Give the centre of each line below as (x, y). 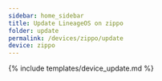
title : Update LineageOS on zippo (66, 23)
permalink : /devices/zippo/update (66, 38)
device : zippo (32, 46)
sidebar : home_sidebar (46, 16)
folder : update (34, 30)
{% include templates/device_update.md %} (81, 68)
